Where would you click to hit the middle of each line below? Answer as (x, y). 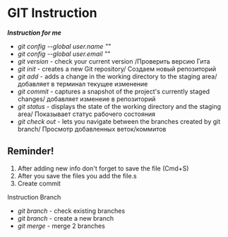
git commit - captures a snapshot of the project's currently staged (114, 91)
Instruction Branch (34, 197)
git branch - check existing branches (71, 211)
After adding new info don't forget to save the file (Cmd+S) (103, 168)
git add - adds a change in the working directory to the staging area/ (117, 76)
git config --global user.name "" (64, 46)
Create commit (39, 183)
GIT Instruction (52, 13)
